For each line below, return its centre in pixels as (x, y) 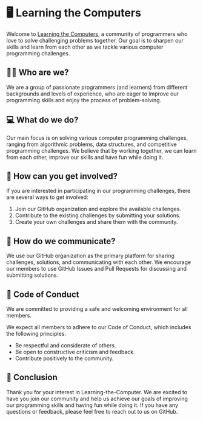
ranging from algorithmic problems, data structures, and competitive (92, 144)
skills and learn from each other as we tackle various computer (85, 47)
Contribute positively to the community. (64, 358)
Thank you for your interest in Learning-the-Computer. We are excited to (97, 392)
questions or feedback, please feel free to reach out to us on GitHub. (92, 411)
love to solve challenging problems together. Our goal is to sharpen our (95, 40)
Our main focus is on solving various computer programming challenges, (97, 137)
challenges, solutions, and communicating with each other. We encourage (99, 262)
